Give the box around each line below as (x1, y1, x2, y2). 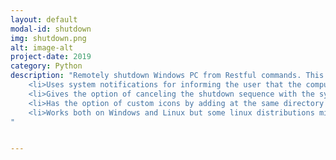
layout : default (10, 14, 78, 25)
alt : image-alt (10, 42, 74, 53)
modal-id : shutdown (10, 24, 92, 34)
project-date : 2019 (10, 52, 92, 62)
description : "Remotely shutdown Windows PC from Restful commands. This (10, 71, 325, 81)
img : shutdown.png (10, 33, 87, 43)
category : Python (10, 61, 83, 71)
